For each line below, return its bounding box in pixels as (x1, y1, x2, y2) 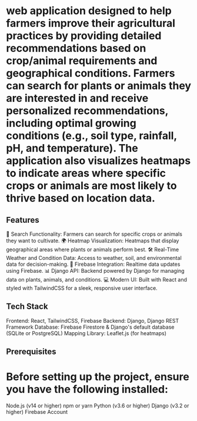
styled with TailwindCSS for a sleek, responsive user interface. (6, 285, 158, 292)
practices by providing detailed (6, 29, 162, 42)
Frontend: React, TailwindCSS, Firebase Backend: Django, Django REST (6, 317, 179, 324)
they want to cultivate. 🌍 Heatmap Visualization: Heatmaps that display (6, 237, 179, 244)
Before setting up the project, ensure (6, 370, 189, 383)
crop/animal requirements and (6, 54, 158, 68)
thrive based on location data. (6, 192, 156, 205)
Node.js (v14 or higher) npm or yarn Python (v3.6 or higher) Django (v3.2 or (6, 402, 189, 409)
